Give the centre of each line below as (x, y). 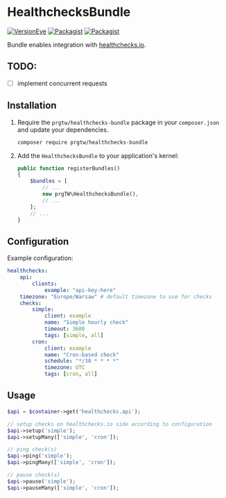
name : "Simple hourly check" (86, 323)
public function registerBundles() (69, 168)
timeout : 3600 (64, 329)
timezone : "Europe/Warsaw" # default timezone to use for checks (116, 297)
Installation (32, 106)
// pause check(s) (34, 475)
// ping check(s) (32, 449)
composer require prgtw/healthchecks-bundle (82, 142)
